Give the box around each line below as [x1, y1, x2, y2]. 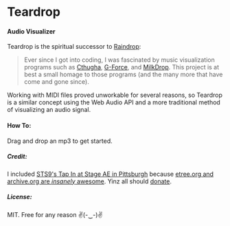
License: [7, 193, 32, 201]
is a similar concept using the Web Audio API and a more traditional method [7, 98, 221, 106]
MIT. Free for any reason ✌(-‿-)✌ [7, 210, 103, 218]
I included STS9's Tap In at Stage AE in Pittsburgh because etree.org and [7, 170, 214, 178]
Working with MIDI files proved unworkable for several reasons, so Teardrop [7, 91, 223, 100]
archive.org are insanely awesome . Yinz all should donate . [7, 177, 172, 185]
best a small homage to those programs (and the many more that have [23, 70, 223, 79]
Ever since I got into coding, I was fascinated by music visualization [23, 56, 215, 64]
